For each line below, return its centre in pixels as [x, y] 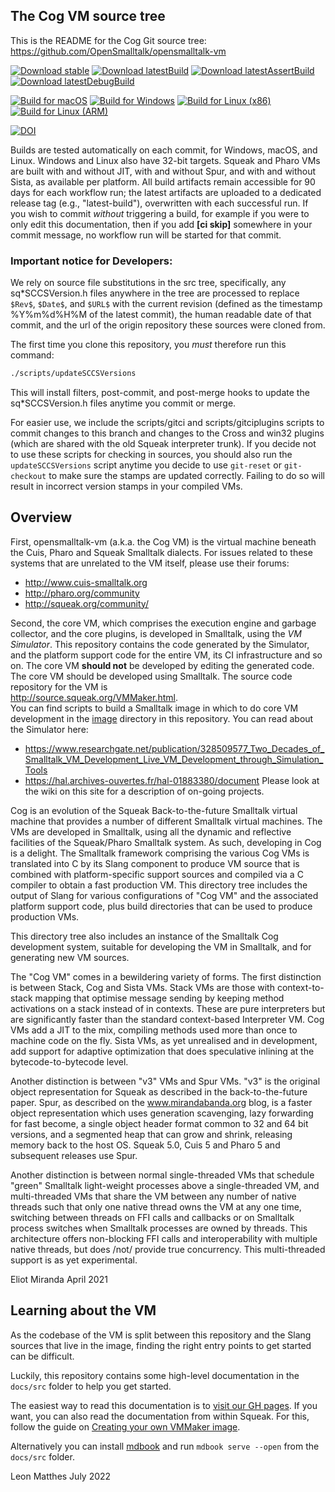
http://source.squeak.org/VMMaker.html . [94, 697]
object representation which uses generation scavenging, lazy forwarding [162, 1113]
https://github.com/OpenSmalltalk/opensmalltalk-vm [118, 51]
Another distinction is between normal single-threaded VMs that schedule [162, 1175]
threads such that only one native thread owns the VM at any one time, [156, 1206]
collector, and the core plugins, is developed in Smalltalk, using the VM [156, 633]
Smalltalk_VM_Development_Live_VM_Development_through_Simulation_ [174, 759]
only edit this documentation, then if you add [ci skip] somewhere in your [161, 224]
